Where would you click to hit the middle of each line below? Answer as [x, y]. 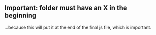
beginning [20, 16]
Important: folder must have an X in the [66, 8]
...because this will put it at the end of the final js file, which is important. [78, 27]
